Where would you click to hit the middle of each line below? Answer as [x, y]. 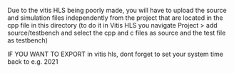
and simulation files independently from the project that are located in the [115, 18]
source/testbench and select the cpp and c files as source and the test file [117, 33]
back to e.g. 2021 [33, 62]
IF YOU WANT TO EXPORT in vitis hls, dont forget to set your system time [115, 54]
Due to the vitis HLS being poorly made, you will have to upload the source [117, 10]
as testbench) [28, 40]
